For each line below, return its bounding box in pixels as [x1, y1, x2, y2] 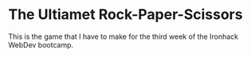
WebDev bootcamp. [8, 40, 74, 49]
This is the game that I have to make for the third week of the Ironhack [8, 32, 239, 41]
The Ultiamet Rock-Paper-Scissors [8, 6, 243, 24]
